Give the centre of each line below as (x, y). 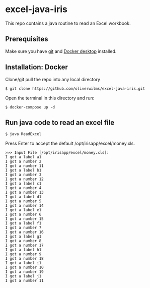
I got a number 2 (23, 162)
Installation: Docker (36, 67)
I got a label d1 (23, 197)
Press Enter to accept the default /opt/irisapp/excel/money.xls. (70, 143)
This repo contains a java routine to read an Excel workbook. (68, 23)
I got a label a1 (23, 157)
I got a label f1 (23, 223)
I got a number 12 (24, 179)
